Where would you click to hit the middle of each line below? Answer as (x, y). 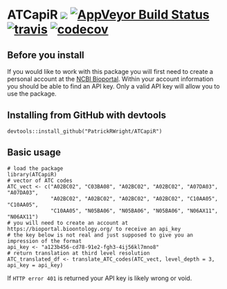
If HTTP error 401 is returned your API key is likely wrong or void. (100, 278)
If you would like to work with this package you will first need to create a (110, 72)
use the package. (32, 94)
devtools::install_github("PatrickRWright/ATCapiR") (85, 131)
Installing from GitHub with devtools (87, 115)
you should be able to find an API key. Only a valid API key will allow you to (113, 86)
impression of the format (44, 241)
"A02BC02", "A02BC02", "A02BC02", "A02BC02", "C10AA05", (134, 198)
